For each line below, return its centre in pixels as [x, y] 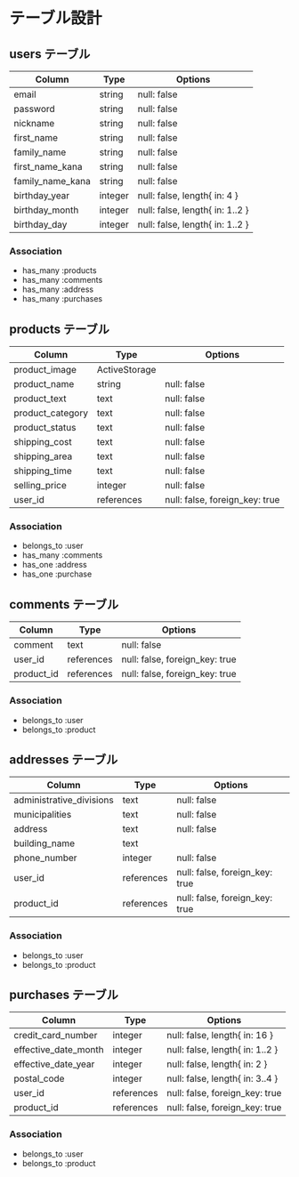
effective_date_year [54, 1064]
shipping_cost [43, 442]
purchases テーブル [64, 995]
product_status [45, 428]
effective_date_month [59, 1050]
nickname [34, 123]
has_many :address [58, 289]
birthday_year [42, 195]
